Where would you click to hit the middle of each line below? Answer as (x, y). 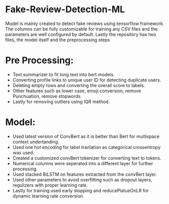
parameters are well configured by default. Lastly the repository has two (81, 34)
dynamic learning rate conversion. (48, 196)
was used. (23, 152)
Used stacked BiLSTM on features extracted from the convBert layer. (85, 174)
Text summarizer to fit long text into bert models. (64, 74)
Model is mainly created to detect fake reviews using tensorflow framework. (85, 23)
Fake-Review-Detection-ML (65, 9)
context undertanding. (36, 142)
